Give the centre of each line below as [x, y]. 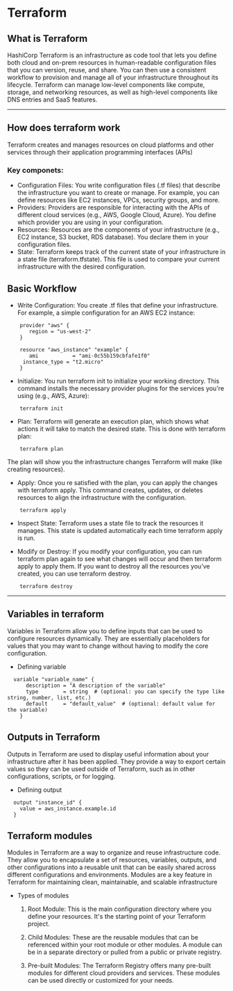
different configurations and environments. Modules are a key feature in [110, 875]
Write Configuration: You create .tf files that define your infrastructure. [118, 305]
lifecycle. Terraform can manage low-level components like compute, [106, 85]
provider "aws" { [45, 325]
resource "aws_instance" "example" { [74, 349]
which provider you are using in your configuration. [90, 222]
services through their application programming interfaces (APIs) [100, 152]
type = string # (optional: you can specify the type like [125, 691]
